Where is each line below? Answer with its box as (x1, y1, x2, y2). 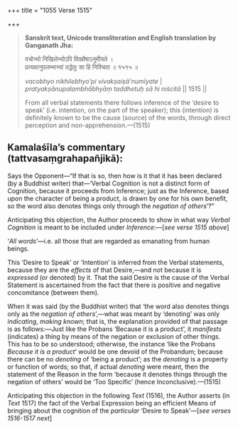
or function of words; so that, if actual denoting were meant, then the (7, 362, 210, 371)
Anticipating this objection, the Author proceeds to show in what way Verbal (7, 215, 230, 224)
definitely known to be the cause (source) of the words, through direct (24, 114, 231, 121)
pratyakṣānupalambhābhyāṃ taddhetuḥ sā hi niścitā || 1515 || (24, 85, 207, 93)
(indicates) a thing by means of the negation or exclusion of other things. (7, 332, 221, 340)
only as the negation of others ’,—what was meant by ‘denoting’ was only (7, 309, 220, 318)
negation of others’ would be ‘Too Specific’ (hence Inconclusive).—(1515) (7, 377, 222, 386)
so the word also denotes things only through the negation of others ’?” (7, 202, 215, 210)
